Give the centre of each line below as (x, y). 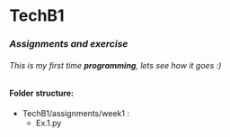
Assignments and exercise (69, 44)
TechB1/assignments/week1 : (76, 113)
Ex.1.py (49, 123)
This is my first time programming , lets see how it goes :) (115, 65)
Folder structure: (42, 93)
